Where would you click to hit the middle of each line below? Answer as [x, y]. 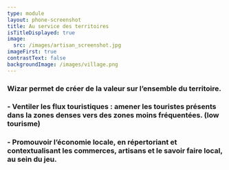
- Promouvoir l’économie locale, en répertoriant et [92, 143]
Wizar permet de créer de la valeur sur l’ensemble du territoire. [114, 88]
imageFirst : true [32, 52]
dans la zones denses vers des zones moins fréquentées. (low [113, 115]
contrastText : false [37, 58]
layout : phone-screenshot [44, 20]
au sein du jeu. [32, 160]
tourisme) [24, 124]
